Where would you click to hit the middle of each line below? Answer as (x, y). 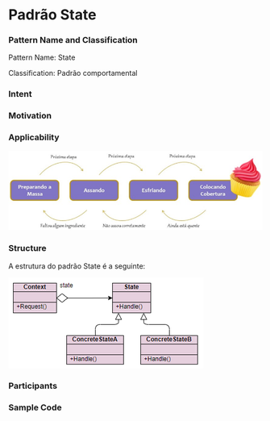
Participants (33, 386)
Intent (20, 94)
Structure (27, 248)
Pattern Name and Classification (73, 40)
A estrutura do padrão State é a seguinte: (77, 266)
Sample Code (35, 407)
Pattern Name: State (42, 57)
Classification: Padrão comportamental (73, 73)
